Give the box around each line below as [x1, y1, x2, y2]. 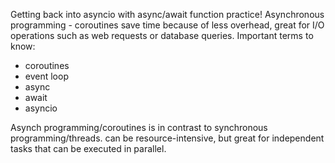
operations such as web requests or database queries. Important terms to [10, 30, 314, 41]
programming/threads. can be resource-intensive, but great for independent [10, 132, 325, 144]
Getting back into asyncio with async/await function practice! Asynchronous [10, 9, 325, 20]
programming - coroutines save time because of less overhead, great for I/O [10, 19, 325, 31]
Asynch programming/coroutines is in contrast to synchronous [10, 122, 268, 133]
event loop [24, 70, 69, 82]
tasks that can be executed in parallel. [10, 143, 167, 154]
